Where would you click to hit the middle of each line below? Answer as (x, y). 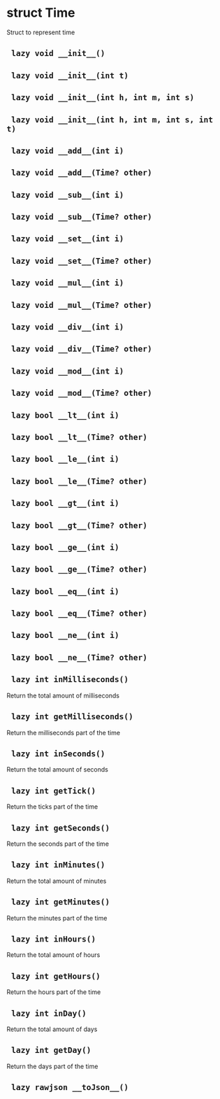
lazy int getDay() (51, 1050)
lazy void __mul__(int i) (67, 283)
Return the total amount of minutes (57, 881)
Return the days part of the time (52, 1066)
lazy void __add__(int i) (67, 150)
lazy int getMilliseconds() (72, 717)
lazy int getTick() (53, 790)
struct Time (41, 13)
